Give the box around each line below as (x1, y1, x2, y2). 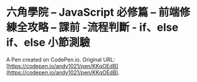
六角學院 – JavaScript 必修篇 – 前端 (6, 5, 180, 19)
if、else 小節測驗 (6, 36, 90, 49)
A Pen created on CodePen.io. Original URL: (6, 55, 116, 63)
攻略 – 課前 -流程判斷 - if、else (27, 20, 179, 34)
